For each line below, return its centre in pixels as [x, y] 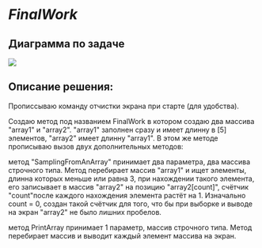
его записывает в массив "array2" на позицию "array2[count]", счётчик [129, 186]
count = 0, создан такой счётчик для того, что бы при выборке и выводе [131, 204]
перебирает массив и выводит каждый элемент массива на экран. [122, 235]
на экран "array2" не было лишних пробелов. [85, 212]
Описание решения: [61, 87]
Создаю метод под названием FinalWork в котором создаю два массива [131, 121]
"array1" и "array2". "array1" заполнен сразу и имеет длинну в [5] [118, 130]
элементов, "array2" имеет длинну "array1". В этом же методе [113, 138]
